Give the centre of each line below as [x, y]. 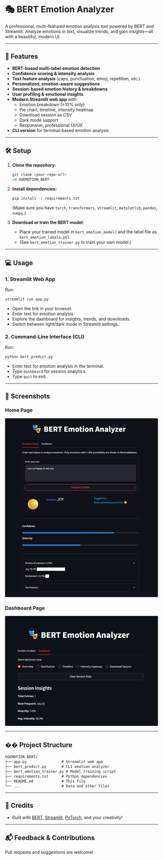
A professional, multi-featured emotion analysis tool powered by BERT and [80, 26]
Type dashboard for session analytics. [49, 371]
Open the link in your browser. [42, 308]
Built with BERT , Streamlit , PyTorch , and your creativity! [67, 817]
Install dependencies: [34, 189]
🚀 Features [22, 57]
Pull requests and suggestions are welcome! [49, 852]
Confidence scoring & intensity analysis [53, 73]
